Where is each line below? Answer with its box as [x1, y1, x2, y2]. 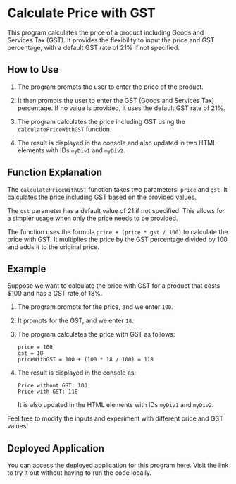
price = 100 [17, 344, 53, 351]
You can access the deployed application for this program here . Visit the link [7, 461, 229, 470]
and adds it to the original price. [7, 242, 100, 251]
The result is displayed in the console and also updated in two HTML [17, 138, 217, 147]
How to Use [7, 63, 59, 75]
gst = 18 [17, 350, 44, 357]
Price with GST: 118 [17, 388, 78, 396]
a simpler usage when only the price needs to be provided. [7, 214, 178, 222]
